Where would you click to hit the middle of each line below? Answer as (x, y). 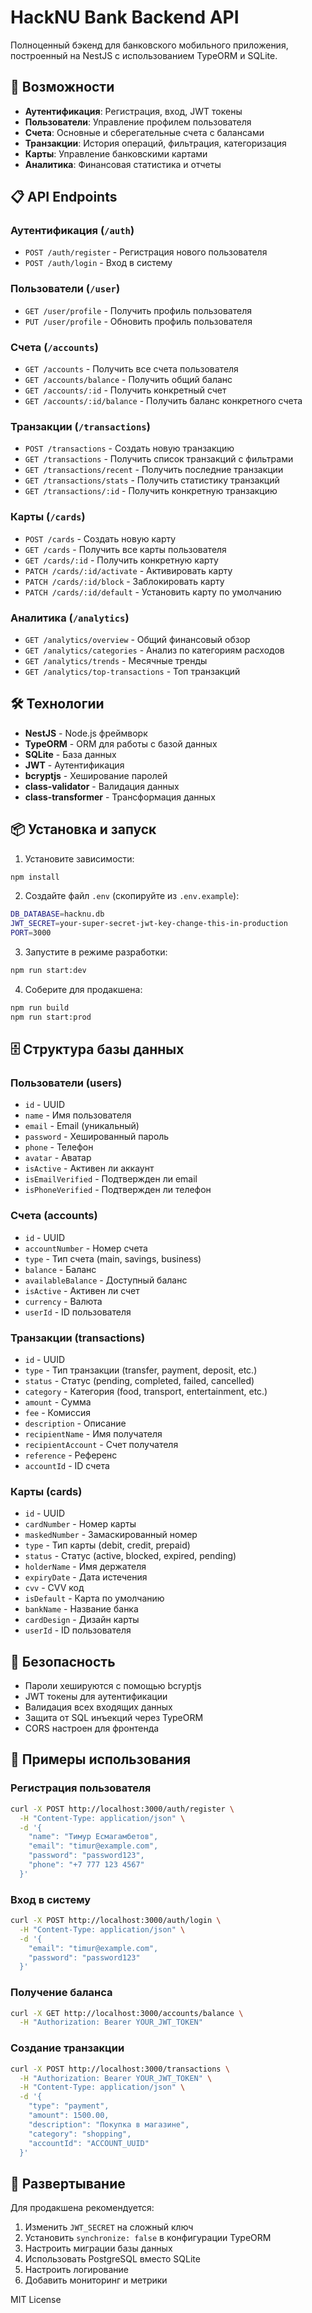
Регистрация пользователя (81, 1788)
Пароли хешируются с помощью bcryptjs (113, 1686)
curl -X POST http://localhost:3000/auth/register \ (122, 1809)
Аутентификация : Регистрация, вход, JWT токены (133, 111)
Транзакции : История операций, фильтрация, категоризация (155, 143)
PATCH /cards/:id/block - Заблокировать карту (124, 581)
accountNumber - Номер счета (86, 1248)
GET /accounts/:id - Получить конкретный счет (125, 390)
